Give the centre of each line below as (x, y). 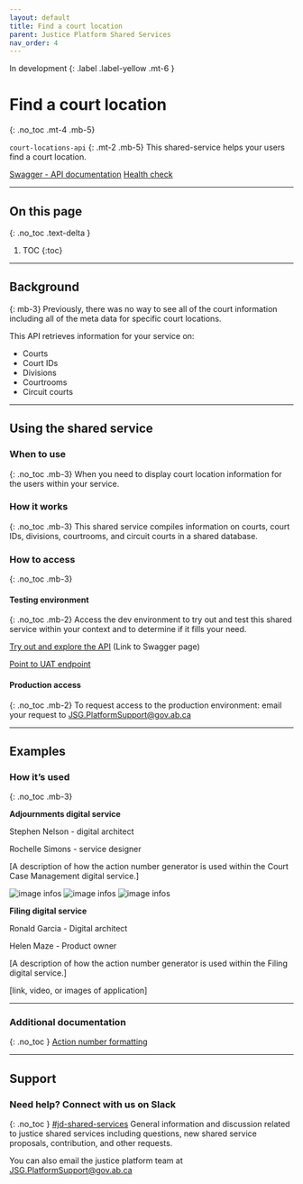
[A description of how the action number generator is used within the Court (149, 867)
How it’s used (40, 776)
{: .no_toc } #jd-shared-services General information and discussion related (150, 1124)
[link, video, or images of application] (78, 991)
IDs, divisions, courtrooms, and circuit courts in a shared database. (134, 536)
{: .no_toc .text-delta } (50, 233)
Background (44, 287)
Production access (45, 684)
